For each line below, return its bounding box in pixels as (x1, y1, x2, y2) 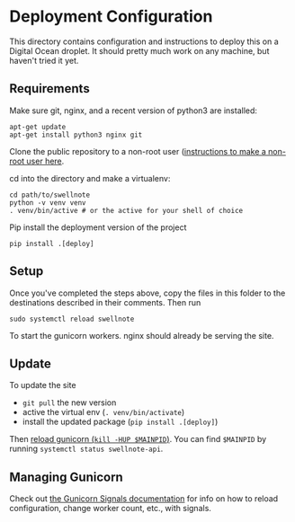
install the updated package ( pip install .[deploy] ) (22, 416, 219, 428)
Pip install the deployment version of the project (9, 222, 187, 233)
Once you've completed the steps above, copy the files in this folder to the (9, 288, 286, 298)
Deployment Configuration (9, 6, 213, 27)
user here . (26, 155, 65, 166)
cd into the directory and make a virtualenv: (9, 173, 171, 183)
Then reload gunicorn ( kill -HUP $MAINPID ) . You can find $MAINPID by (9, 434, 267, 445)
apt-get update (9, 122, 67, 131)
